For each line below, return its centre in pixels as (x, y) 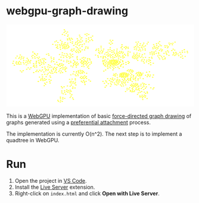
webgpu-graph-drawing (67, 11)
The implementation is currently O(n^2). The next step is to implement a (94, 134)
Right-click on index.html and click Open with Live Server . (87, 193)
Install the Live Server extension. (55, 187)
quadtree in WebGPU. (33, 140)
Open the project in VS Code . (51, 180)
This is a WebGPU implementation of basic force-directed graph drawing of (99, 116)
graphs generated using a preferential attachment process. (78, 122)
